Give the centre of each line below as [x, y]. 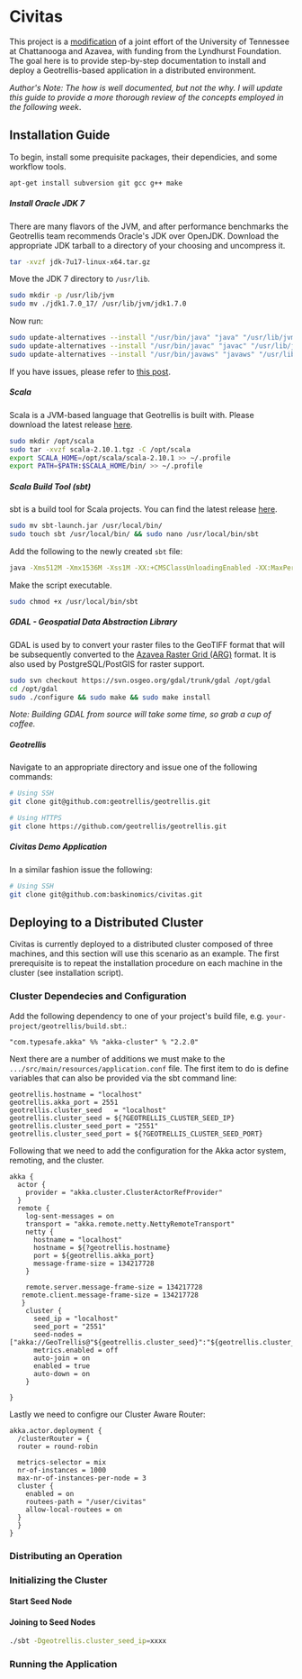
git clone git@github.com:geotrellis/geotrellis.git [110, 802]
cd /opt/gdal [34, 689]
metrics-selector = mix [62, 1462]
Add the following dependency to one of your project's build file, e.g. [137, 1016]
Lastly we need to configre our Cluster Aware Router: [107, 1414]
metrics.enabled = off [75, 1350]
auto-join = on [62, 1358]
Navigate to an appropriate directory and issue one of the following [133, 767]
